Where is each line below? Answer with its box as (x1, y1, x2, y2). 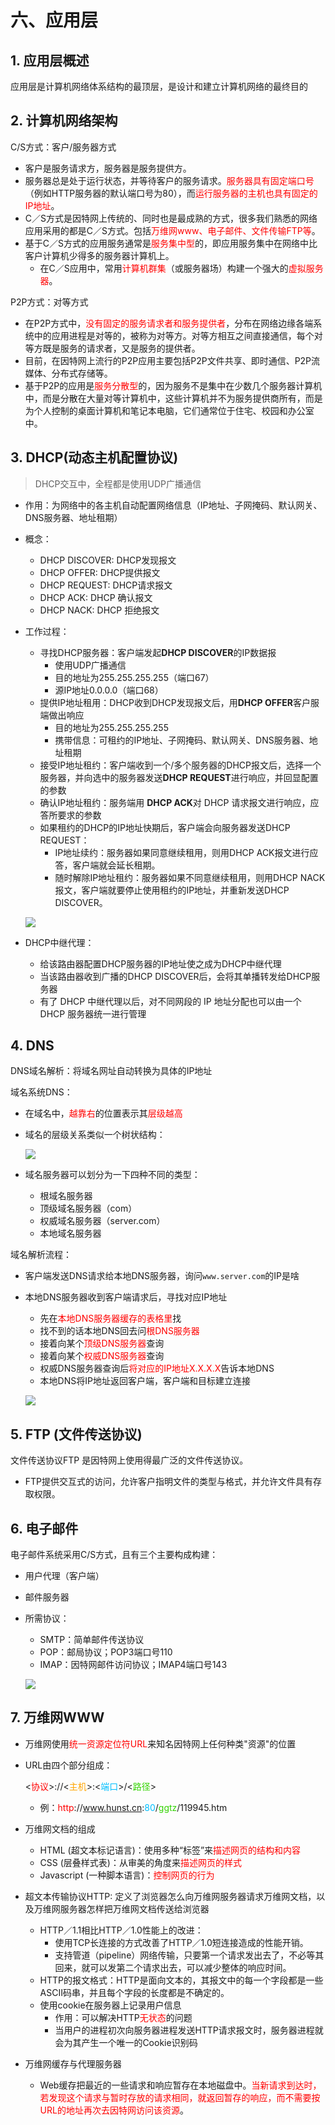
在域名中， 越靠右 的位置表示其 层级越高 (24, 1107, 183, 1120)
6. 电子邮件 (10, 1520, 79, 1537)
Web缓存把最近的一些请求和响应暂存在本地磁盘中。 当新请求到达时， (39, 2079, 322, 2091)
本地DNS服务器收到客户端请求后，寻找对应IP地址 (24, 1291, 228, 1303)
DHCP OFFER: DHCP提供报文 (39, 566, 161, 578)
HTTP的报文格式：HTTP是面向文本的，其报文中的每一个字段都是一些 (39, 1974, 324, 1986)
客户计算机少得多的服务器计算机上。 (24, 249, 175, 261)
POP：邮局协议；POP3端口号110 (39, 1646, 173, 1658)
